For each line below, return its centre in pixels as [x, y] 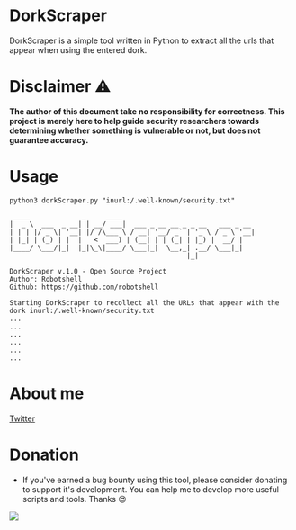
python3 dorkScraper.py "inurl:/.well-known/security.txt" [122, 200]
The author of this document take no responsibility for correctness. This [147, 111]
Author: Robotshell [46, 279]
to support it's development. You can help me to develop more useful [150, 489]
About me [47, 393]
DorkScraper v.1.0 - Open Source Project [88, 271]
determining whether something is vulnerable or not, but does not [135, 130]
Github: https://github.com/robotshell [84, 287]
